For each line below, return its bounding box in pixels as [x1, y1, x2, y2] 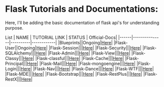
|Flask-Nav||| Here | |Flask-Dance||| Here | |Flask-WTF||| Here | [32, 65, 154, 72]
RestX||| [5, 76, 22, 82]
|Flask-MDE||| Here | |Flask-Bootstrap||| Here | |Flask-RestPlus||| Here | [5, 71, 142, 77]
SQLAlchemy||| [5, 50, 36, 56]
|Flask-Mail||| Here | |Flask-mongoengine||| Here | [39, 60, 136, 66]
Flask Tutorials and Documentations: [5, 3, 159, 15]
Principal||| [5, 60, 27, 66]
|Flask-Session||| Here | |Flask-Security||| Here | [49, 45, 141, 51]
